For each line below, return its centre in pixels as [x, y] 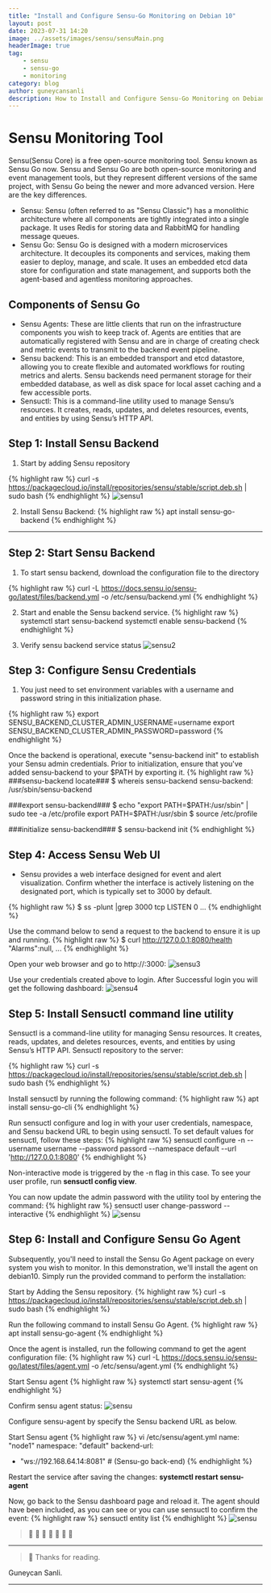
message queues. [50, 236]
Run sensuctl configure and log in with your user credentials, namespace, [131, 1123]
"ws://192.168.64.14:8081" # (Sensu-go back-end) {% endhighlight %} [136, 1461]
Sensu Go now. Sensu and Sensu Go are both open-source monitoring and [132, 169]
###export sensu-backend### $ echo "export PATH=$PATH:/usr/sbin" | [128, 805]
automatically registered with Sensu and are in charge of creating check [140, 341]
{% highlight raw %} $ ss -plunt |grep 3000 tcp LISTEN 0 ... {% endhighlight [135, 907]
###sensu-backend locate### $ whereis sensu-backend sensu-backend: [131, 781]
